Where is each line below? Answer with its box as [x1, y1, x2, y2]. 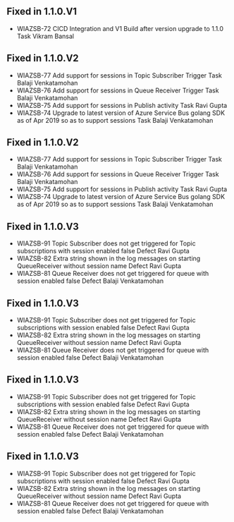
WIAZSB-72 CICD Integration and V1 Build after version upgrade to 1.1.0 [16, 24, 223, 32]
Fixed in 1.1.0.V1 [6, 6, 78, 18]
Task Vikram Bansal [16, 32, 75, 40]
